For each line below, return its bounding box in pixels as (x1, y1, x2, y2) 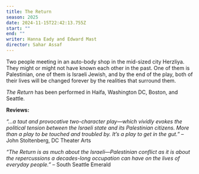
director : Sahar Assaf (6, 42, 62, 48)
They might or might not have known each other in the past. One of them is (6, 64, 190, 71)
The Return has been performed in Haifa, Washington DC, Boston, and (6, 88, 178, 96)
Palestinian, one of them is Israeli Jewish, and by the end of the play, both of (6, 71, 193, 78)
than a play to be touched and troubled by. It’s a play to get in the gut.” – (6, 130, 184, 137)
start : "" (6, 25, 31, 31)
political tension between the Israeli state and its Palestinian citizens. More (6, 124, 189, 131)
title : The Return (6, 8, 52, 15)
